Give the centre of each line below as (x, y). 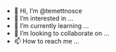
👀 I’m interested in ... (44, 18)
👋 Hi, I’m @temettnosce (48, 11)
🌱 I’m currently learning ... (51, 26)
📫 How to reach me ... (46, 41)
